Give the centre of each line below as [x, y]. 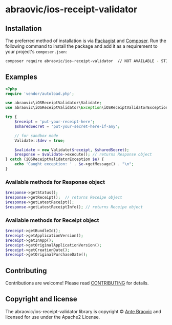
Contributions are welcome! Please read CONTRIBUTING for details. [77, 283]
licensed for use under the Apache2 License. [53, 317]
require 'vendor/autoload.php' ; [40, 93]
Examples [21, 77]
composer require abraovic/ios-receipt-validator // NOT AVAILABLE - [82, 61]
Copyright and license [41, 299]
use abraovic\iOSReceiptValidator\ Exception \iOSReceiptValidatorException [87, 108]
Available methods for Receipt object [52, 220]
